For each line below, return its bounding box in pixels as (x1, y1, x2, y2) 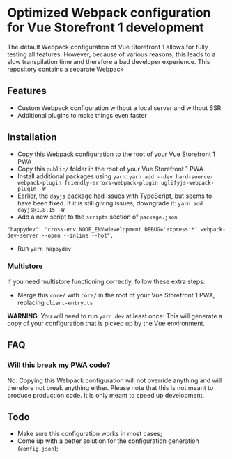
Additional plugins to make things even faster (17, 111, 148, 119)
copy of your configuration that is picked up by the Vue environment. (7, 319, 206, 327)
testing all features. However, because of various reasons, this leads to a (7, 50, 216, 59)
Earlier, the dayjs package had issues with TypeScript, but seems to (17, 192, 212, 200)
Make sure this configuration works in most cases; (17, 430, 162, 438)
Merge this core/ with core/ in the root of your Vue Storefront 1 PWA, (17, 290, 215, 299)
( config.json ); (17, 444, 59, 453)
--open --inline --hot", (41, 232, 114, 239)
